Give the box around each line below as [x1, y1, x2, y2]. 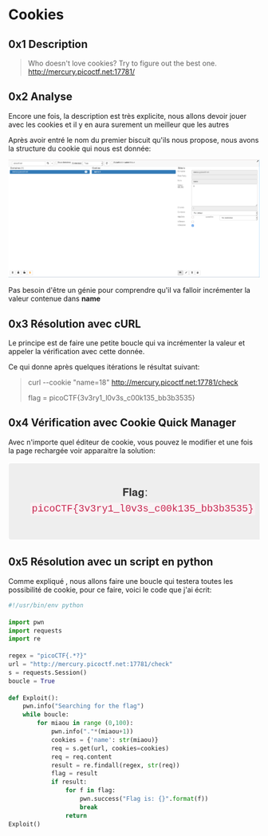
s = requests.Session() [8, 668, 88, 676]
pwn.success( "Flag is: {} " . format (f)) [79, 795, 209, 803]
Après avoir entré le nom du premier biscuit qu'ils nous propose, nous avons [8, 135, 259, 144]
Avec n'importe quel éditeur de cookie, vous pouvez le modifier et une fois [8, 437, 254, 447]
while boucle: [22, 711, 69, 719]
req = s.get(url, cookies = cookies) [50, 744, 170, 752]
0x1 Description [8, 37, 89, 51]
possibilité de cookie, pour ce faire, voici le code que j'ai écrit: [8, 585, 212, 594]
